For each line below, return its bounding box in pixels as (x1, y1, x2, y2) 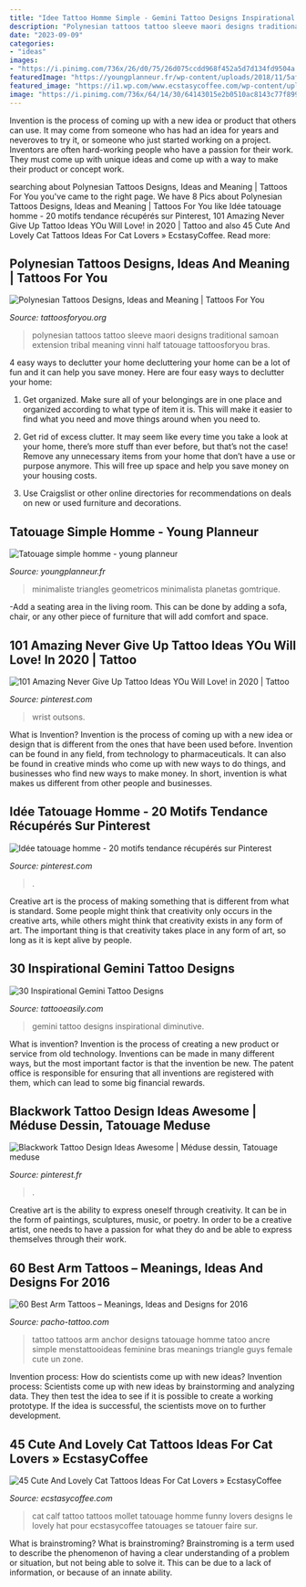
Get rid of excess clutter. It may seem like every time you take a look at (22, 431, 289, 443)
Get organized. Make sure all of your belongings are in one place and (22, 394, 282, 405)
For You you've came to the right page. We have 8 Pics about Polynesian (9, 191, 282, 202)
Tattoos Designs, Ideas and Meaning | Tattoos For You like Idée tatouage (9, 200, 282, 211)
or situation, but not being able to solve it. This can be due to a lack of (9, 1558, 271, 1568)
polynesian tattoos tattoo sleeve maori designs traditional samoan (31, 330, 280, 341)
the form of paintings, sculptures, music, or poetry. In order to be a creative (9, 1214, 292, 1225)
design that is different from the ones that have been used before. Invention (9, 739, 293, 750)
